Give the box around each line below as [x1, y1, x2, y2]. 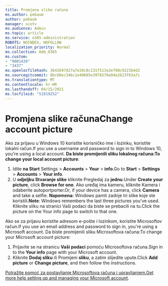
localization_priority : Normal [5, 45, 71, 50]
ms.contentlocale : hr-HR [5, 82, 57, 87]
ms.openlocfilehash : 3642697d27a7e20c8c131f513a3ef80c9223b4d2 [5, 68, 140, 73]
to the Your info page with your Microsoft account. [12, 249, 118, 255]
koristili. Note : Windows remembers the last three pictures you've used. [12, 198, 159, 204]
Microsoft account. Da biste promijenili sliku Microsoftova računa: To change [5, 229, 162, 235]
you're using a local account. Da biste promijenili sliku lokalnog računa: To [5, 151, 160, 157]
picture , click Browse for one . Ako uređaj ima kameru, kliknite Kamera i [12, 182, 160, 188]
